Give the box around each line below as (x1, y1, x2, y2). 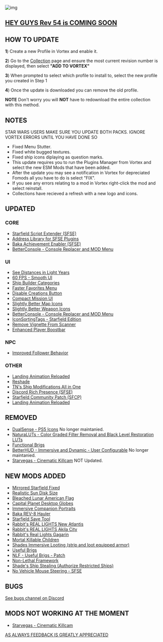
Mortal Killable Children (12, 537, 59, 543)
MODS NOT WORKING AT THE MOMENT (5, 609, 129, 618)
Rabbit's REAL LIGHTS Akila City (12, 527, 77, 532)
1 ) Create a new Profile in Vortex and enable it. (5, 48, 98, 54)
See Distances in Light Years (12, 270, 70, 275)
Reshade (12, 378, 30, 384)
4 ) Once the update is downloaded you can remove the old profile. (5, 87, 139, 93)
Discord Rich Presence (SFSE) (12, 389, 73, 395)
